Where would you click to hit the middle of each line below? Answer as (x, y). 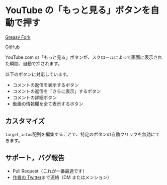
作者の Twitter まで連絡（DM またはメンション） (62, 177)
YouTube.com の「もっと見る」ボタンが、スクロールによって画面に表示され (84, 57)
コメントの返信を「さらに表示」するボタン (57, 91)
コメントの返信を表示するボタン (46, 85)
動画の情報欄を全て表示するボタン (48, 104)
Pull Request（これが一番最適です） (50, 171)
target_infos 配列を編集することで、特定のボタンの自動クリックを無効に (80, 134)
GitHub (13, 47)
